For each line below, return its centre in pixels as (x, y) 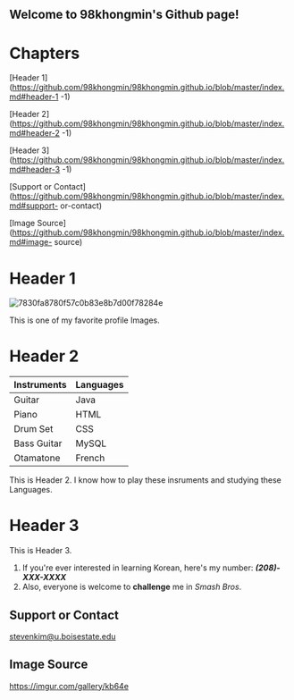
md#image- (31, 242)
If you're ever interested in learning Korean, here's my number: (138, 568)
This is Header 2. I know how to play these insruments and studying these (145, 480)
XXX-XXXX (44, 578)
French (90, 458)
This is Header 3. (41, 551)
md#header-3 (35, 170)
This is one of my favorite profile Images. (84, 320)
